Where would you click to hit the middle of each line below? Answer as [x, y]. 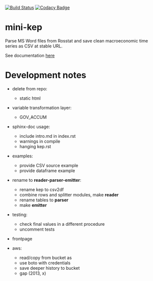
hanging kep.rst [35, 146]
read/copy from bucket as [45, 258]
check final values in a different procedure [62, 224]
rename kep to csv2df [42, 189]
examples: [22, 156]
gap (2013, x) [33, 273]
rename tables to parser [44, 200]
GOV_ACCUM [33, 117]
